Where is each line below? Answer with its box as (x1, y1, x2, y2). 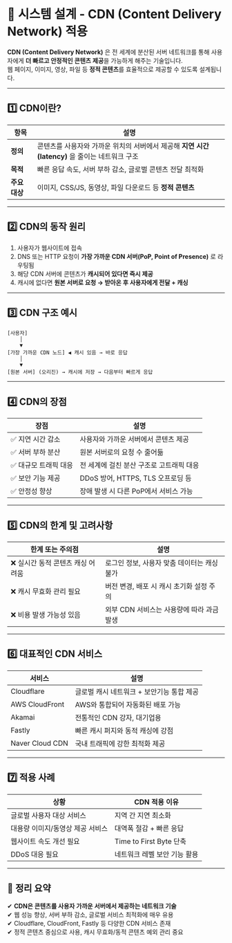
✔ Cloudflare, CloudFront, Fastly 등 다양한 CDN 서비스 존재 (7, 919, 171, 928)
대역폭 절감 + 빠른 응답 (114, 823, 184, 833)
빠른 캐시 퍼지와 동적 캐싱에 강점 (75, 726, 174, 735)
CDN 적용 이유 (134, 797, 180, 807)
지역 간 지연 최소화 (114, 810, 171, 820)
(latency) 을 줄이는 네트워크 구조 (37, 152, 139, 161)
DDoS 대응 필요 (10, 849, 59, 859)
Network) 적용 (7, 24, 88, 39)
